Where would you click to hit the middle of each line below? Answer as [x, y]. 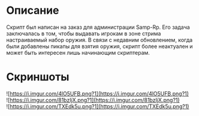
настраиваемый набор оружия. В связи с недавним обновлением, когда [99, 40]
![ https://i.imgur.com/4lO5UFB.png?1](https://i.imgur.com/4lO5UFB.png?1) [97, 93]
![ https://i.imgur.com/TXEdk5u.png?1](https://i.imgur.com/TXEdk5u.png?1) [98, 106]
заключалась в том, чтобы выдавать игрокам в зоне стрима [84, 33]
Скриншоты [38, 77]
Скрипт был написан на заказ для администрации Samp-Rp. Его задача [98, 27]
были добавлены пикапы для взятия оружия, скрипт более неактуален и [99, 46]
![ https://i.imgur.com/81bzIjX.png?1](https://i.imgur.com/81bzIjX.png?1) [93, 100]
